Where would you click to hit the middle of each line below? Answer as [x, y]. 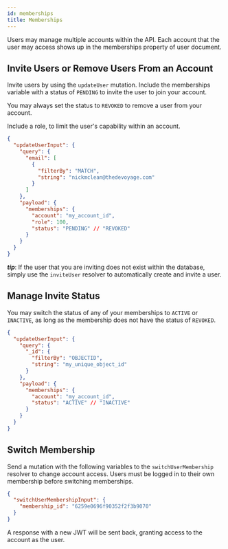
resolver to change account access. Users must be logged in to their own [111, 474]
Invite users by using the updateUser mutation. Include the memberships [109, 85]
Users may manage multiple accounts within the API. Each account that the [113, 39]
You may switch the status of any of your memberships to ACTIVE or [102, 312]
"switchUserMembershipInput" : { [60, 500]
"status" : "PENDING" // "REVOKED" [81, 228]
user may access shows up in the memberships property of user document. [114, 47]
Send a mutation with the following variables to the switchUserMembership [111, 466]
